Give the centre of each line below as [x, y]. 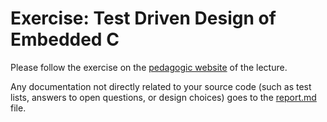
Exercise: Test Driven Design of [143, 18]
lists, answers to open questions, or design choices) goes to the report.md [163, 97]
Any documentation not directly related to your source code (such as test [161, 86]
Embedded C [65, 39]
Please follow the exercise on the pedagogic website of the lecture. [149, 67]
